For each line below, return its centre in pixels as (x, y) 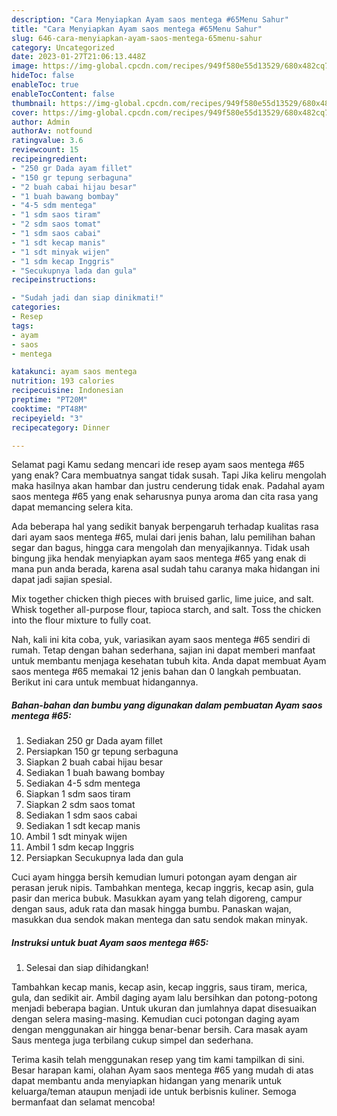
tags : (22, 326)
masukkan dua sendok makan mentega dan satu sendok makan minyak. (159, 920)
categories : (36, 307)
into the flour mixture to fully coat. (81, 620)
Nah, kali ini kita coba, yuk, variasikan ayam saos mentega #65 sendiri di (161, 640)
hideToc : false (43, 76)
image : (25, 66)
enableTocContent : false (63, 94)
